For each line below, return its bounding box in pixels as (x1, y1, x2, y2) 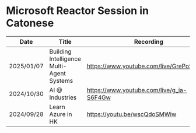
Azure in (49, 110, 72, 118)
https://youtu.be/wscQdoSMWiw (86, 110, 177, 118)
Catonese (6, 16, 54, 30)
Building (49, 47, 72, 55)
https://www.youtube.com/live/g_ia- (86, 86, 187, 94)
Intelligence (49, 54, 82, 62)
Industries (49, 93, 77, 101)
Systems (49, 76, 73, 85)
